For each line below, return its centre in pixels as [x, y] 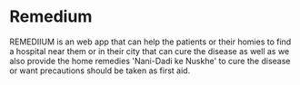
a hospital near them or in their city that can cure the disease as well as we [150, 51]
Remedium [51, 17]
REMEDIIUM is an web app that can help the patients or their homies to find [150, 42]
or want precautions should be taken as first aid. [100, 71]
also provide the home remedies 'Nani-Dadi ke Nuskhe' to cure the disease [150, 61]
